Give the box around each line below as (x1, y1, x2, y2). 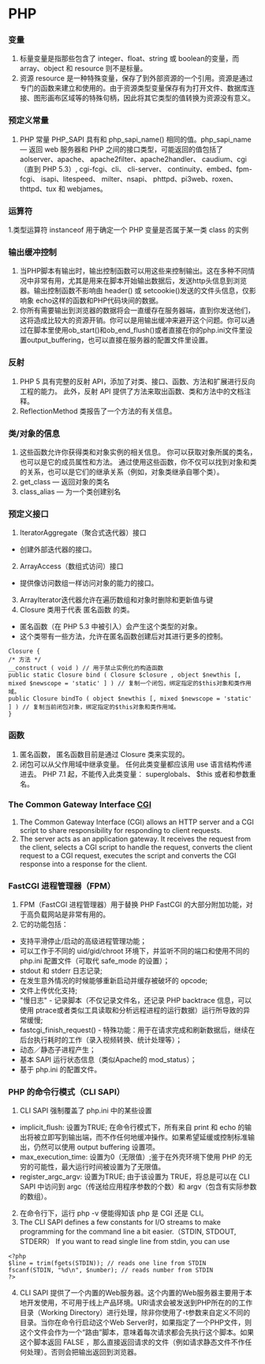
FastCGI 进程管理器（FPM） (8, 880, 116, 891)
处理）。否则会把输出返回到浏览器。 (26, 1347, 141, 1357)
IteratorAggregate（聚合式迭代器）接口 (19, 528, 147, 537)
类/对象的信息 (8, 428, 61, 439)
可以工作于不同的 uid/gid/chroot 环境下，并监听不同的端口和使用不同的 (19, 946, 250, 956)
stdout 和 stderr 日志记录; (19, 966, 103, 976)
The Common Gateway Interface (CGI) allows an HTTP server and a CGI (19, 817, 255, 827)
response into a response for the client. (19, 859, 147, 869)
